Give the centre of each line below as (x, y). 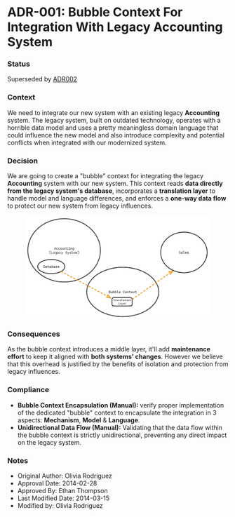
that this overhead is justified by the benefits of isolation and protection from (118, 364)
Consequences (34, 334)
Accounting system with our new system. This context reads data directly (115, 184)
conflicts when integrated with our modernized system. (87, 142)
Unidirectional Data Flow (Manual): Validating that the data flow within (120, 427)
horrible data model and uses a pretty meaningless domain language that (113, 128)
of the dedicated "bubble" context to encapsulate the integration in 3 (117, 412)
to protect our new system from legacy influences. (80, 206)
